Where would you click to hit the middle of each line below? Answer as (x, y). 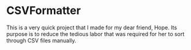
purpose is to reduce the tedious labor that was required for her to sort (95, 34)
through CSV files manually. (41, 40)
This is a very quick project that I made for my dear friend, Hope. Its (92, 27)
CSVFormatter (44, 11)
